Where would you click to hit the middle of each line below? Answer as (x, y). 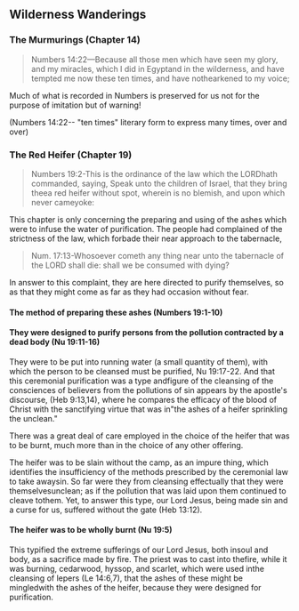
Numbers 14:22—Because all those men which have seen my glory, (154, 59)
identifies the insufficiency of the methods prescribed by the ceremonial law (149, 471)
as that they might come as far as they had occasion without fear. (129, 292)
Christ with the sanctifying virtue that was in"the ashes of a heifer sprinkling (148, 409)
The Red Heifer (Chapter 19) (71, 155)
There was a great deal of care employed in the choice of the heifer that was (149, 436)
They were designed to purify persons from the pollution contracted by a (147, 333)
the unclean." (33, 418)
